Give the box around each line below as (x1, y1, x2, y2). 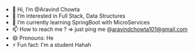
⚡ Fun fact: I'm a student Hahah (12, 41, 91, 48)
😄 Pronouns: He (12, 34, 54, 41)
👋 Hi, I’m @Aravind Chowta (12, 6, 80, 13)
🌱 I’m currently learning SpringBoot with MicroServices (12, 19, 150, 26)
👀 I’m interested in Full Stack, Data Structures (12, 12, 126, 19)
